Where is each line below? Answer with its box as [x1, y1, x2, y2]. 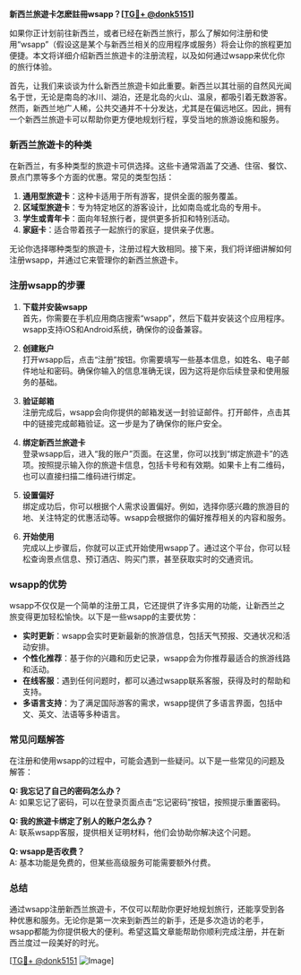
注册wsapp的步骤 [9, 280, 85, 292]
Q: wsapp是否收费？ [9, 846, 85, 857]
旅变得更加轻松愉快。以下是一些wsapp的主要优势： [9, 611, 199, 622]
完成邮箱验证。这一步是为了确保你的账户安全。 [53, 418, 227, 428]
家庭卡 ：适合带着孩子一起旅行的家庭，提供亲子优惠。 [21, 224, 219, 236]
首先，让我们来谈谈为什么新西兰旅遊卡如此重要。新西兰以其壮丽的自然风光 [9, 81, 284, 91]
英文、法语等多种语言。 [38, 708, 125, 720]
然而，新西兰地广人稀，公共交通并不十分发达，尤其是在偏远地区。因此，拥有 [9, 103, 292, 113]
